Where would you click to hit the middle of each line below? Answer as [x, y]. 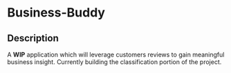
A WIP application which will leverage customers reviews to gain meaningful [116, 54]
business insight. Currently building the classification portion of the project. [114, 62]
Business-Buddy [56, 13]
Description [33, 38]
